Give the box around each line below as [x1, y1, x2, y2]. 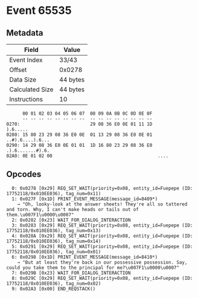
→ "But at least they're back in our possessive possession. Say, [17, 259, 188, 265]
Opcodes [6, 169, 42, 180]
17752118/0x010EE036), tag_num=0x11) [6, 190, 101, 196]
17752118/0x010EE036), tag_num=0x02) [6, 280, 101, 287]
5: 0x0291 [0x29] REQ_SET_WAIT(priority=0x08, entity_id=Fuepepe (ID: [11, 243, 193, 250]
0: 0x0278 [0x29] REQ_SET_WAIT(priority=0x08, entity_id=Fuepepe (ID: [11, 185, 193, 191]
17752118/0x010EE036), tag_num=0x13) [6, 227, 101, 233]
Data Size [9, 76, 37, 83]
